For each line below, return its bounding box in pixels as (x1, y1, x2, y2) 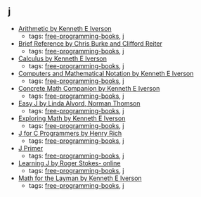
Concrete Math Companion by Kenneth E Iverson (18, 84, 160, 92)
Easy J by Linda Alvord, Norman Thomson (18, 99, 141, 108)
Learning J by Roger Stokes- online (18, 158, 122, 167)
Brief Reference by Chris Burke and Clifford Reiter (18, 39, 162, 48)
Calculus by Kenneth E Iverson (18, 54, 108, 63)
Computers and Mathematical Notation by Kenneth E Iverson (18, 69, 194, 77)
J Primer (18, 144, 44, 152)
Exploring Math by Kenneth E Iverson (18, 114, 126, 122)
